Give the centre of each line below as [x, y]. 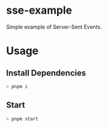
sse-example [39, 10]
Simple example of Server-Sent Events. [54, 27]
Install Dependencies [46, 73]
